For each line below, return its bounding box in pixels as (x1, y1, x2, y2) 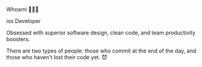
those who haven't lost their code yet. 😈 (6, 54, 108, 60)
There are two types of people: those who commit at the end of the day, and (6, 47, 197, 54)
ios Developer (6, 18, 41, 24)
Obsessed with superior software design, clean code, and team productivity (6, 29, 195, 36)
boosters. (6, 36, 30, 42)
